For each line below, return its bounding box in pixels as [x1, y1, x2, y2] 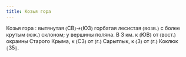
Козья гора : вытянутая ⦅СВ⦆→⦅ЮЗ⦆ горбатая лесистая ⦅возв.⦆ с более [6, 24, 181, 31]
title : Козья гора [6, 8, 51, 15]
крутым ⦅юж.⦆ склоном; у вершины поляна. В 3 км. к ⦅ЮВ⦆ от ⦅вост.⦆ [6, 31, 176, 38]
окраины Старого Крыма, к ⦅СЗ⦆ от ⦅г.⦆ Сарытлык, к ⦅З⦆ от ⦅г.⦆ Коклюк [6, 37, 178, 44]
